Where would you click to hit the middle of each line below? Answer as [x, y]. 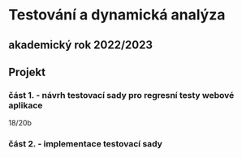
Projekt [27, 72]
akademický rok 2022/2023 [80, 45]
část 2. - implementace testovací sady [85, 144]
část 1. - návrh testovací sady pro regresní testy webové [121, 95]
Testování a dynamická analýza [117, 15]
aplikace [26, 105]
